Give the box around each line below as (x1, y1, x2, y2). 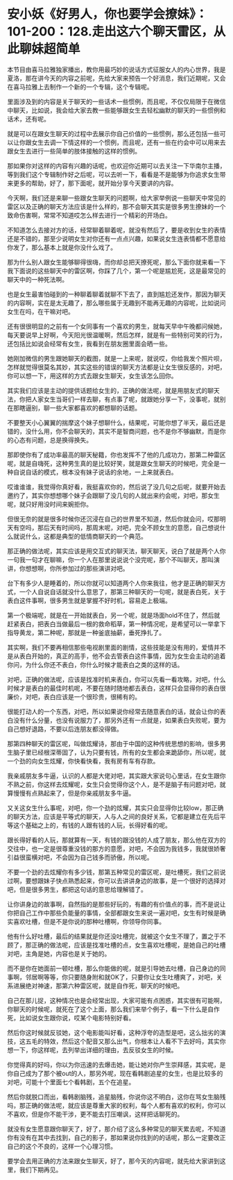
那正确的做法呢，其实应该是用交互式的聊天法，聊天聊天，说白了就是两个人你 (7, 546, 226, 555)
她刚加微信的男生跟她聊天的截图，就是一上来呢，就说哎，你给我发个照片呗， (7, 354, 226, 362)
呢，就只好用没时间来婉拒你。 (7, 500, 92, 508)
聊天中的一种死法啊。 (7, 275, 68, 283)
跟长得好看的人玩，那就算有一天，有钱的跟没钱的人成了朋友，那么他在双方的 (7, 836, 226, 844)
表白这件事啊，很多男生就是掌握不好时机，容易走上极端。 (7, 596, 171, 605)
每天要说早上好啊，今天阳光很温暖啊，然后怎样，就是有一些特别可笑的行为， (7, 330, 226, 339)
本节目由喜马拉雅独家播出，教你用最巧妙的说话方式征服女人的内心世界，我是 (7, 65, 226, 74)
